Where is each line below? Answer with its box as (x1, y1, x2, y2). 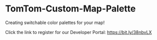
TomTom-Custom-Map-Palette (5, 3, 136, 14)
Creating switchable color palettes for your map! (5, 19, 105, 25)
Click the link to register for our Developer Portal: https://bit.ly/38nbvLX (5, 29, 152, 35)
